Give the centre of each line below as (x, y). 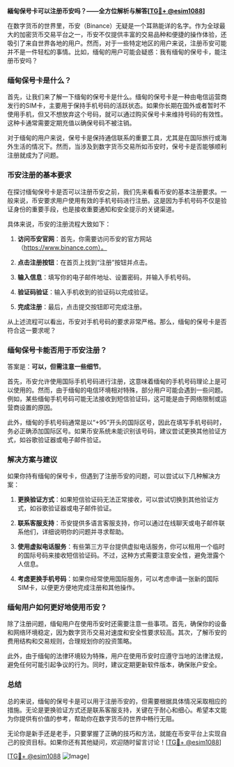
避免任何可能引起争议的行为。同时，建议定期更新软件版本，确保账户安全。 (114, 665)
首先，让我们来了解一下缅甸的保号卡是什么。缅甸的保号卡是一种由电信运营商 (117, 97)
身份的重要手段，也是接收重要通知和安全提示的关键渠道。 (95, 209)
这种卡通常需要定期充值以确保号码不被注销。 (71, 123)
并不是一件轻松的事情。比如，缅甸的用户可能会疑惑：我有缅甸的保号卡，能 (114, 52)
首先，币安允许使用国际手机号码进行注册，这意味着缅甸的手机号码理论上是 (114, 381)
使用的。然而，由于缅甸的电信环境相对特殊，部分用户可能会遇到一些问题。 (120, 390)
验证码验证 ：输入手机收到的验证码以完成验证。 (84, 291)
